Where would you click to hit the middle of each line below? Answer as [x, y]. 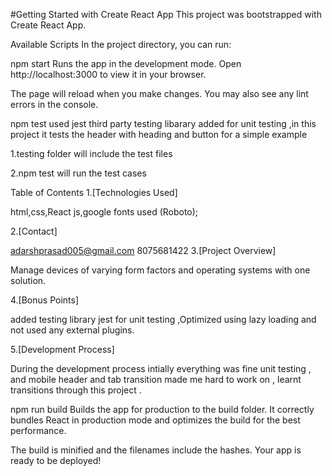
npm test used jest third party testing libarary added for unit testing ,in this [163, 123]
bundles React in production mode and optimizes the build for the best [155, 420]
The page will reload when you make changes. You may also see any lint [159, 93]
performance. [38, 430]
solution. [28, 280]
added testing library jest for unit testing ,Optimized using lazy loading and [163, 319]
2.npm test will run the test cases [78, 173]
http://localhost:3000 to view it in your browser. [108, 74]
